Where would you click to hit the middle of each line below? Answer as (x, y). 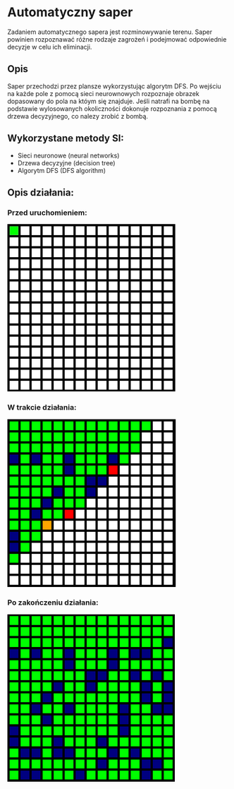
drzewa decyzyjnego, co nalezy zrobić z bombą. (78, 116)
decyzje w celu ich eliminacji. (50, 47)
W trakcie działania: (42, 408)
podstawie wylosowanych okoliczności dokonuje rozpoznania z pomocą (112, 108)
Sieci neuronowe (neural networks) (68, 155)
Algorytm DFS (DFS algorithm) (62, 170)
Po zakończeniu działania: (53, 603)
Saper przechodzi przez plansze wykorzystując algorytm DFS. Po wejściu (115, 86)
